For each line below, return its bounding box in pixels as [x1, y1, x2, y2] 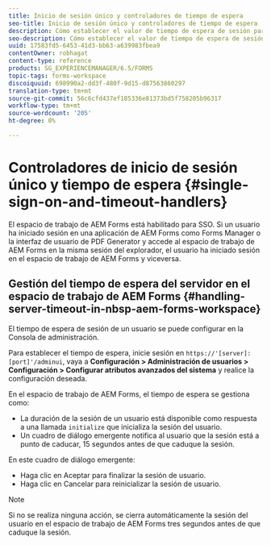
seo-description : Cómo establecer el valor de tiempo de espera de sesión [8, 34, 265, 43]
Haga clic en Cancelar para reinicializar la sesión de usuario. [19, 479, 222, 489]
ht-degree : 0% [8, 117, 56, 125]
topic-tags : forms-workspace [8, 72, 106, 80]
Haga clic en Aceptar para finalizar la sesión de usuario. [19, 470, 206, 480]
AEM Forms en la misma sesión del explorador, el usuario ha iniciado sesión [8, 245, 261, 255]
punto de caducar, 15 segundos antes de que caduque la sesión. [19, 439, 236, 448]
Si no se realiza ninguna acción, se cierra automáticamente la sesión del [8, 510, 248, 520]
